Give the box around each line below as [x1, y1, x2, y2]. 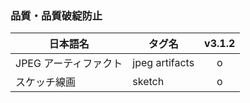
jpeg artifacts [132, 56, 195, 70]
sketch [132, 75, 165, 89]
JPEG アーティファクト [15, 57, 123, 71]
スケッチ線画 [15, 75, 77, 89]
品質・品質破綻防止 [10, 8, 103, 22]
